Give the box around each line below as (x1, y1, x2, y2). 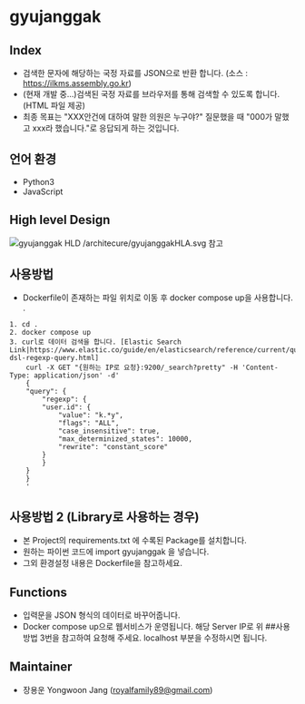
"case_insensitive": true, (57, 426, 161, 436)
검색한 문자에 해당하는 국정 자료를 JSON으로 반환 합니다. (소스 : (22, 68, 248, 78)
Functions (9, 584, 68, 600)
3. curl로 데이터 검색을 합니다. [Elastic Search (9, 337, 182, 347)
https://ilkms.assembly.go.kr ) (22, 78, 132, 88)
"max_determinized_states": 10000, (57, 435, 193, 444)
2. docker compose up (9, 328, 92, 337)
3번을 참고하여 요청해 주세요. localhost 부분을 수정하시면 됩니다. (39, 632, 268, 643)
